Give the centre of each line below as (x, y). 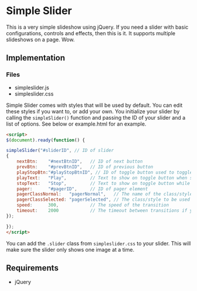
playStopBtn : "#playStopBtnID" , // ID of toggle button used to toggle (105, 172)
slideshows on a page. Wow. (40, 39)
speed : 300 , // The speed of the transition (93, 205)
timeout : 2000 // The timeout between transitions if (102, 211)
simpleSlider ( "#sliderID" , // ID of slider (60, 151)
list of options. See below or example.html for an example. (76, 124)
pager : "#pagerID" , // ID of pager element (82, 189)
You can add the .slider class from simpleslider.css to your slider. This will (98, 243)
